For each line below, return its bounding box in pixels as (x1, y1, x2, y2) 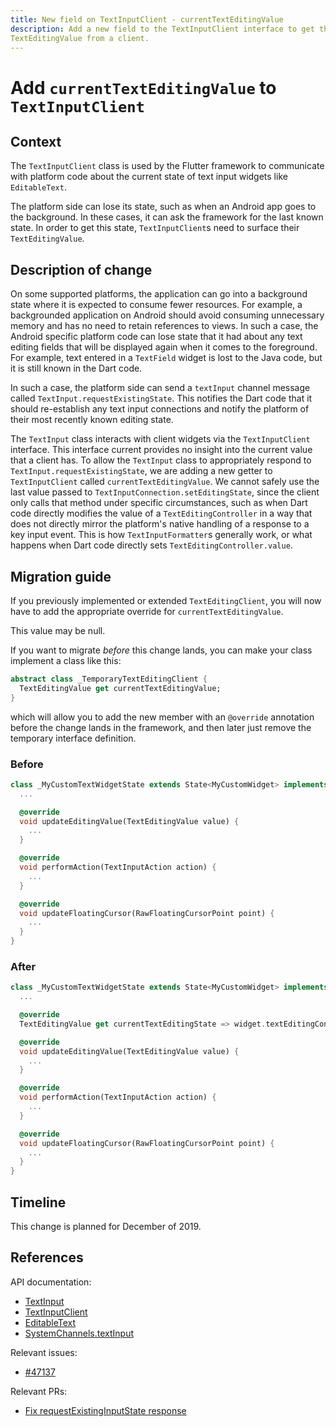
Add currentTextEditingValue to (10, 76, 277, 99)
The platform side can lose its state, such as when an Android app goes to (10, 201, 317, 213)
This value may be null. (10, 625, 106, 636)
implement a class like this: (10, 655, 122, 666)
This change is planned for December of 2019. (10, 1221, 202, 1233)
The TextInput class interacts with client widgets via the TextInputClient (10, 433, 311, 445)
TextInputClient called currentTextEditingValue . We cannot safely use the (10, 476, 320, 488)
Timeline (10, 1194, 67, 1211)
